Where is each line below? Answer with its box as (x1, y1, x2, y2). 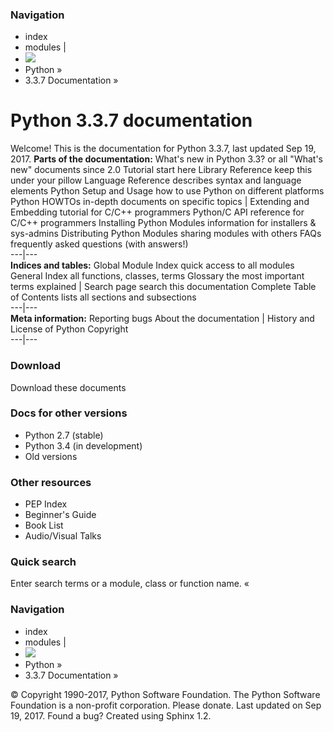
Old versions (24, 450, 78, 462)
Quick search (10, 555, 77, 569)
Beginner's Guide (24, 509, 97, 521)
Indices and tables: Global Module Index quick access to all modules (10, 259, 295, 272)
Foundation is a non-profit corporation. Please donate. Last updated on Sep (10, 699, 322, 711)
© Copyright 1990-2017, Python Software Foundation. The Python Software (10, 688, 321, 700)
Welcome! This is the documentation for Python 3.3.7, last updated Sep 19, (10, 143, 317, 155)
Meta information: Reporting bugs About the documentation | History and (10, 313, 315, 325)
